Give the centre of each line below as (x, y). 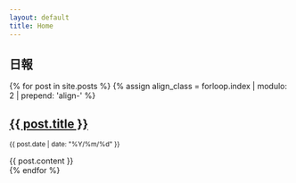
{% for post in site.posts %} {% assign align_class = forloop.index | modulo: (148, 87)
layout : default (39, 17)
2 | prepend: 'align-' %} (53, 96)
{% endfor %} (35, 171)
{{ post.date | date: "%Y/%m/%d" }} (65, 145)
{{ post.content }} (41, 161)
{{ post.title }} (49, 124)
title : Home (31, 26)
